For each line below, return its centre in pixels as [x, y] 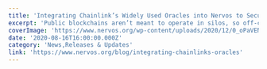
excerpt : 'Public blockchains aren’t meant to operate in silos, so [124, 23]
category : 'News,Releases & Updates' [71, 45]
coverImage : [28, 30]
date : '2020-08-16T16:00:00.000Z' [66, 38]
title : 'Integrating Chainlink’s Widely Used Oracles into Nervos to [126, 15]
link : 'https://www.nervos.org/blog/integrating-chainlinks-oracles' [126, 52]
